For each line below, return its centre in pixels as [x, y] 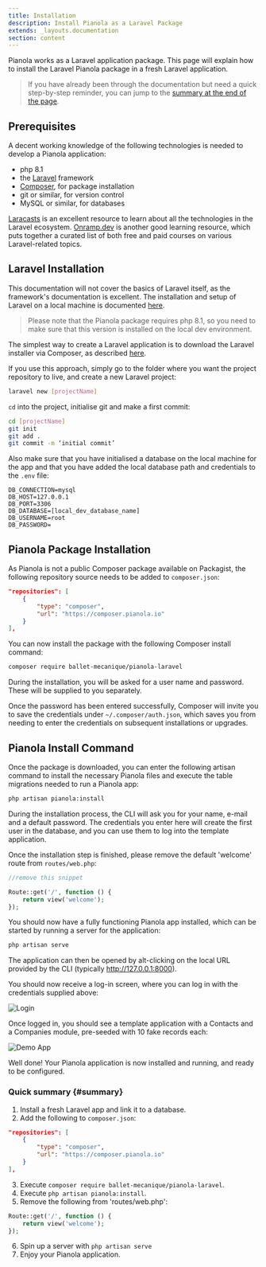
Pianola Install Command [71, 748]
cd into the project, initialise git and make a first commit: [99, 406]
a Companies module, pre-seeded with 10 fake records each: [108, 1032]
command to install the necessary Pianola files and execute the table [120, 776]
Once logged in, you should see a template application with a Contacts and [131, 1023]
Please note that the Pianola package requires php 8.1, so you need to [142, 320]
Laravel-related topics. [45, 244]
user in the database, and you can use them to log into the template [119, 831]
